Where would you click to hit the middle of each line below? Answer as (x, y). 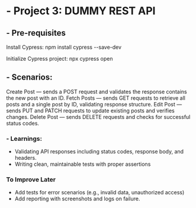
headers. (25, 158)
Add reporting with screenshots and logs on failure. (77, 199)
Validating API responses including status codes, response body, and (99, 152)
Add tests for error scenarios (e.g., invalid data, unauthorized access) (99, 193)
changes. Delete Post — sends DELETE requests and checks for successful (98, 116)
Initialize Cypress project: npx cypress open (60, 59)
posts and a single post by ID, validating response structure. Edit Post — (94, 104)
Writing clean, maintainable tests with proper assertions (83, 164)
